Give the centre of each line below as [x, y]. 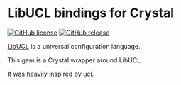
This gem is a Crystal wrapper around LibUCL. [75, 60]
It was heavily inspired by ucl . [51, 74]
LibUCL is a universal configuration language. [74, 46]
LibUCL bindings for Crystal [91, 13]
